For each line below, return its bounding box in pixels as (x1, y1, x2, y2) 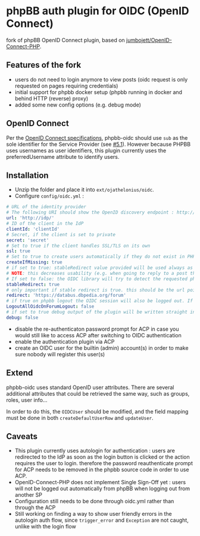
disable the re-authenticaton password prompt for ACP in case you (14, 325, 179, 333)
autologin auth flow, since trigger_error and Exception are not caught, (14, 516, 189, 524)
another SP (14, 491, 43, 499)
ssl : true (6, 248, 31, 254)
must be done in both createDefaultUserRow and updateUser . (6, 414, 154, 421)
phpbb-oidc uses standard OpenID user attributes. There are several (6, 384, 174, 391)
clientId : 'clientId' (6, 226, 60, 232)
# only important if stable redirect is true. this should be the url (6, 287, 185, 293)
